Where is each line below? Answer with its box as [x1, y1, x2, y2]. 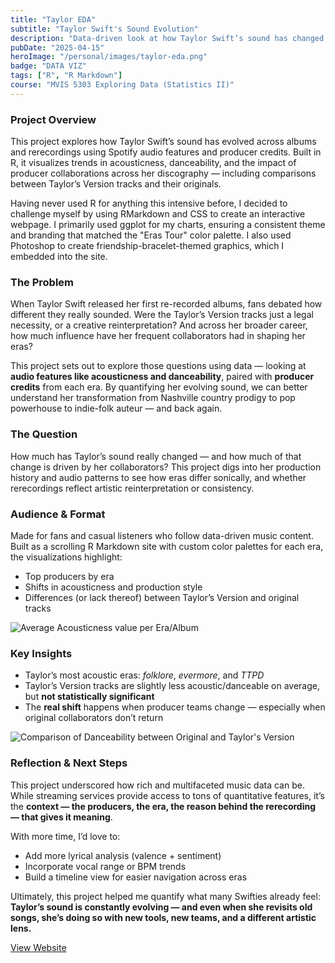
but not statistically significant [24, 691, 155, 703]
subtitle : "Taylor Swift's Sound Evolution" [10, 24, 199, 34]
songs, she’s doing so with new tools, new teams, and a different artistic [10, 911, 317, 923]
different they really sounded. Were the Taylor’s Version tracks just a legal [10, 309, 314, 321]
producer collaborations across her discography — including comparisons [10, 167, 317, 180]
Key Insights [10, 646, 73, 660]
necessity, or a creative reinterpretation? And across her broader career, [10, 319, 308, 331]
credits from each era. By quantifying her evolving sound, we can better [10, 381, 308, 393]
